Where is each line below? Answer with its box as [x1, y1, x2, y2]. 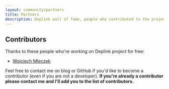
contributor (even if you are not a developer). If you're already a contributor [5, 73, 163, 79]
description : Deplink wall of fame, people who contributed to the [5, 16, 150, 21]
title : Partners [5, 12, 39, 17]
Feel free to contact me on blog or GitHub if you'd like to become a [5, 68, 144, 74]
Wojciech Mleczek [12, 58, 51, 64]
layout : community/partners [5, 7, 64, 12]
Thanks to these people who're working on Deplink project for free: [5, 48, 145, 54]
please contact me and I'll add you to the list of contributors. [5, 78, 134, 84]
